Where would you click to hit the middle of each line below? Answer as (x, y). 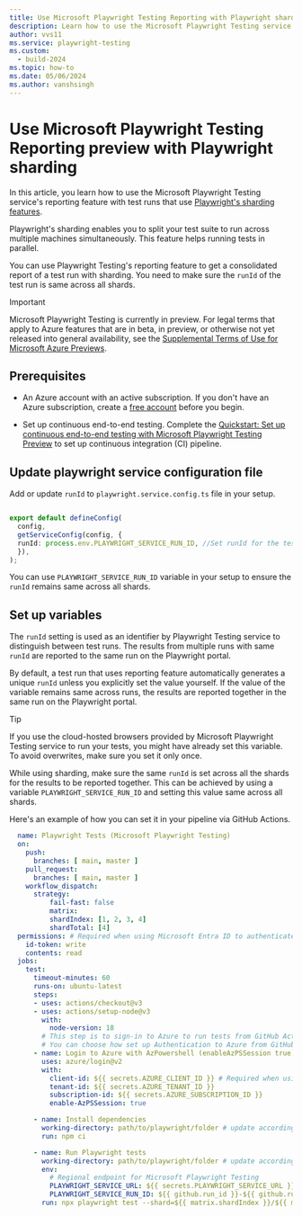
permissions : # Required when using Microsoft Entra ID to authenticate (156, 936)
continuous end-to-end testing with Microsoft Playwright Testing (142, 434)
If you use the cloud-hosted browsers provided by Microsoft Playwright (142, 737)
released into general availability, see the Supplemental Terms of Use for (144, 338)
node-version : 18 (82, 1028)
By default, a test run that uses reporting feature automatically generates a (147, 673)
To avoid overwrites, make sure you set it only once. (106, 756)
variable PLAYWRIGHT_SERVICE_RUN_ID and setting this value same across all (146, 792)
